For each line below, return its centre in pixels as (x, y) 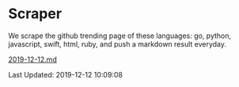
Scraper (35, 14)
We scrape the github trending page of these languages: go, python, (120, 36)
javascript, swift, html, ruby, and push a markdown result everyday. (118, 43)
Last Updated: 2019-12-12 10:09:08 (65, 74)
